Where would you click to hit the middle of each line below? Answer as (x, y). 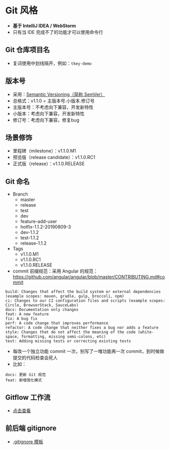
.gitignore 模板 (28, 441)
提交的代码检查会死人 (35, 358)
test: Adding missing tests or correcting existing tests (68, 341)
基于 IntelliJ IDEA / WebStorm (44, 26)
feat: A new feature (27, 314)
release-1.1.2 (33, 243)
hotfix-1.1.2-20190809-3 (46, 227)
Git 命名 (18, 181)
